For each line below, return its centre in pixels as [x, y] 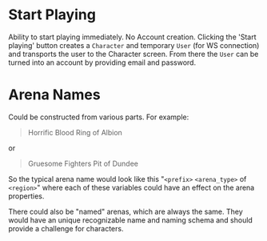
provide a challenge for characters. [66, 228]
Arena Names [55, 95]
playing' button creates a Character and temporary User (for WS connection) [134, 45]
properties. [26, 196]
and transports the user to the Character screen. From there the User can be [133, 54]
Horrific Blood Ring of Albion [75, 132]
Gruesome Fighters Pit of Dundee [83, 163]
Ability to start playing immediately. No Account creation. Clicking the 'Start [133, 37]
